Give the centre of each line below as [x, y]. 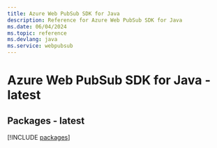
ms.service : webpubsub [40, 46]
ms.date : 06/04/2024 [37, 26]
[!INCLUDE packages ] [39, 137]
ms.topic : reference [37, 33]
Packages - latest [46, 121]
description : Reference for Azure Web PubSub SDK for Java [95, 20]
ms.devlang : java [32, 40]
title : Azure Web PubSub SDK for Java [63, 14]
